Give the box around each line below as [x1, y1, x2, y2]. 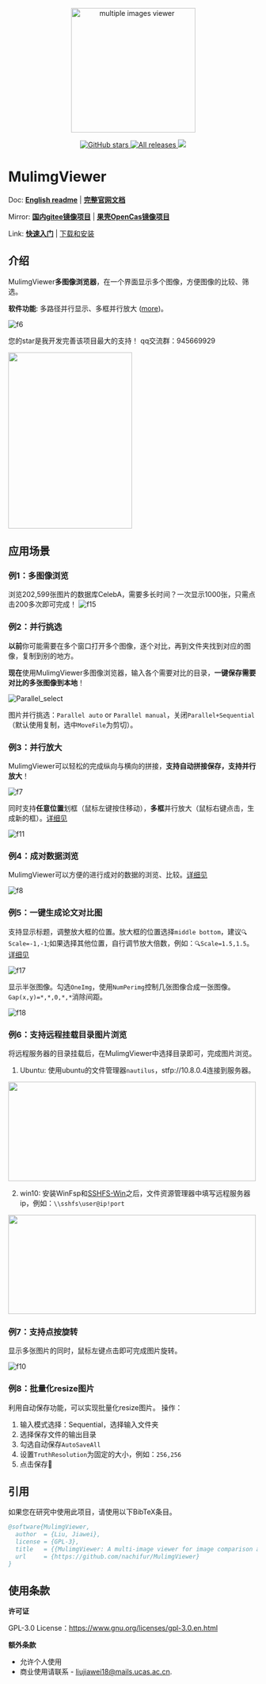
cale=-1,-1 [8, 939, 47, 948]
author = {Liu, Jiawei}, [15, 1531, 101, 1539]
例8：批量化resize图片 [8, 1383, 95, 1394]
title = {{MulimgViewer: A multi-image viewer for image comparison [15, 1545, 253, 1553]
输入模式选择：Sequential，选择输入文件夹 [19, 1420, 159, 1429]
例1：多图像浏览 [8, 570, 69, 581]
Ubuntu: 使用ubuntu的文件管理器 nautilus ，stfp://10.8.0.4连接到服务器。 [19, 1065, 256, 1075]
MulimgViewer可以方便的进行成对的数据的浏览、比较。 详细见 [8, 870, 208, 880]
